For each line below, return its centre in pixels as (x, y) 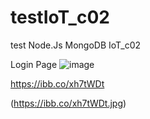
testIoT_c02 (60, 17)
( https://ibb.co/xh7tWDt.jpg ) (68, 103)
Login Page (34, 64)
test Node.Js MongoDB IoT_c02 (76, 45)
